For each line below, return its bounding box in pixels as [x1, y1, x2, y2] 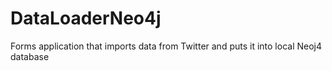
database [10, 50, 50, 62]
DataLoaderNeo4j [10, 7, 162, 30]
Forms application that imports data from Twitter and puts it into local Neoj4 [10, 40, 323, 52]
